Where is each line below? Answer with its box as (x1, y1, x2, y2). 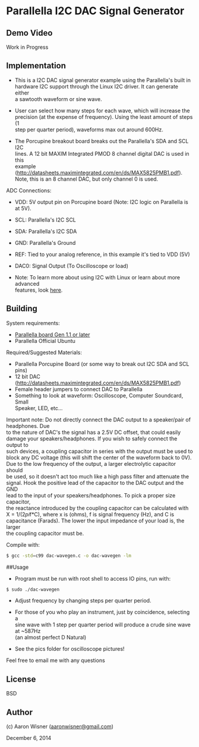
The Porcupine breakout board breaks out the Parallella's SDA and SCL (14, 137, 189, 144)
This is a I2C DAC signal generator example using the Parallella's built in (14, 76, 191, 84)
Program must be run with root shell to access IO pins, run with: (14, 575, 171, 582)
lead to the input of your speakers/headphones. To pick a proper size (6, 491, 176, 499)
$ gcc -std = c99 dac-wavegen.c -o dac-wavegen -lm (6, 553, 132, 559)
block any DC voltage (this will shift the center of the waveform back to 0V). (6, 453, 192, 461)
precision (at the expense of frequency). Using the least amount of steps (14, 113, 193, 120)
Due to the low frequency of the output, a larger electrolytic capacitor (6, 460, 176, 467)
